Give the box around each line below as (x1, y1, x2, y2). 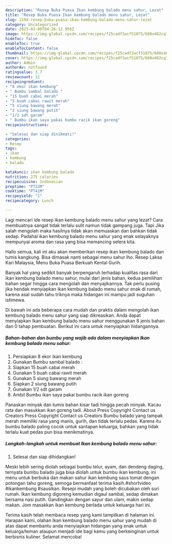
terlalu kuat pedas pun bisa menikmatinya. (5, 429, 95, 435)
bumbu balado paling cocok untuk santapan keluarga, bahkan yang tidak (5, 423, 159, 429)
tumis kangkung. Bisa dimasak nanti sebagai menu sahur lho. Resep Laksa (5, 254, 162, 260)
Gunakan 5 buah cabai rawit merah (12, 370, 87, 376)
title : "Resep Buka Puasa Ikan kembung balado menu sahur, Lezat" (5, 12, 150, 17)
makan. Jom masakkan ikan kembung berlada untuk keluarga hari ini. (5, 502, 152, 508)
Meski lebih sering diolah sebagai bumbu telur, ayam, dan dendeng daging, (5, 463, 164, 469)
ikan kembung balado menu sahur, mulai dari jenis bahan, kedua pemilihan (5, 275, 162, 281)
